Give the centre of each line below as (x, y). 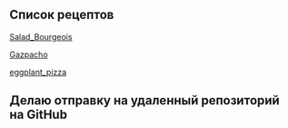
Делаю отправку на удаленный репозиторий (144, 100)
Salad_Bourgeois (41, 36)
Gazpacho (29, 54)
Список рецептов (62, 15)
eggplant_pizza (38, 72)
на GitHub (39, 115)
